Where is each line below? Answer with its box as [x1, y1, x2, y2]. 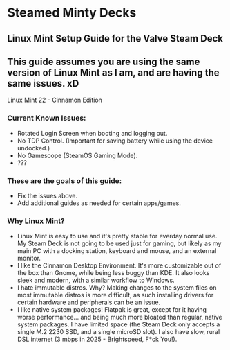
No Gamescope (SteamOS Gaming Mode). [17, 151, 138, 159]
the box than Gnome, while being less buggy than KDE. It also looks [17, 269, 210, 277]
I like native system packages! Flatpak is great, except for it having [17, 306, 207, 314]
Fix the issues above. [17, 191, 78, 200]
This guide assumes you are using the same [7, 55, 200, 67]
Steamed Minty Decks [7, 5, 137, 21]
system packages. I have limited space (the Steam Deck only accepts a [17, 320, 220, 329]
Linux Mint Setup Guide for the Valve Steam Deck [7, 33, 223, 44]
